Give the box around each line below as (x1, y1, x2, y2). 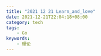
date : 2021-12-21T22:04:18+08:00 (6, 14, 88, 20)
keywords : (6, 36, 31, 41)
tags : (6, 24, 19, 31)
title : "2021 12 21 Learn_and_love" (6, 8, 96, 15)
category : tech (6, 19, 43, 25)
